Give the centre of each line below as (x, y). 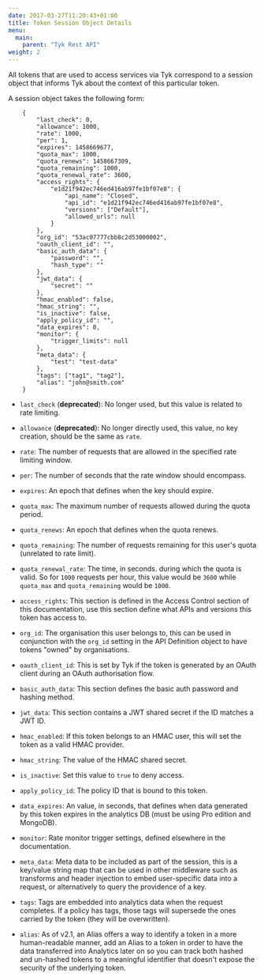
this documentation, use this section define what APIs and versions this (136, 609)
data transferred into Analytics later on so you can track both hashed (131, 951)
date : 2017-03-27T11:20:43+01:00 (63, 15)
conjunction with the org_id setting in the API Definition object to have (133, 641)
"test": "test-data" (84, 362)
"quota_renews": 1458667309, (84, 161)
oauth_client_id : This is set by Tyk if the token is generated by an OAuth (138, 665)
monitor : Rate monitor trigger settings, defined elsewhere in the (123, 838)
